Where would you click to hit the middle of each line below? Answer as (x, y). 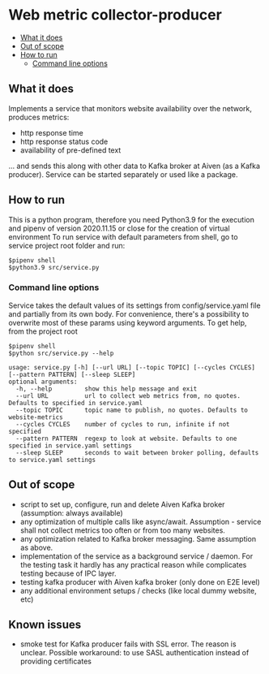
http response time (51, 132)
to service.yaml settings (52, 460)
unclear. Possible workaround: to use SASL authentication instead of (134, 653)
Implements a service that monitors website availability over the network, (130, 108)
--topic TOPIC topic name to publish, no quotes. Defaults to (132, 410)
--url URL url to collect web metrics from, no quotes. (128, 395)
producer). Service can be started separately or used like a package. (123, 174)
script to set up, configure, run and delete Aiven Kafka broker (122, 504)
